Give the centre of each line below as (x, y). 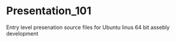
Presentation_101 (49, 11)
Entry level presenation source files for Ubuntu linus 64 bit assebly (88, 27)
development (22, 33)
